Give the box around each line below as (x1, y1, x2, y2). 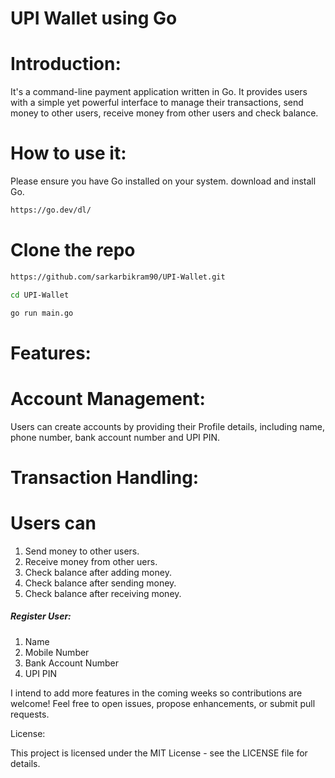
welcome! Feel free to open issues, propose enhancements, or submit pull (10, 697, 316, 709)
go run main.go (10, 308, 74, 318)
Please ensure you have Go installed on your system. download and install (10, 175, 317, 187)
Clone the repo (10, 239, 136, 262)
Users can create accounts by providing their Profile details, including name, (10, 420, 326, 432)
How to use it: (10, 142, 127, 165)
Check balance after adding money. (24, 566, 172, 578)
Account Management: (10, 387, 206, 410)
